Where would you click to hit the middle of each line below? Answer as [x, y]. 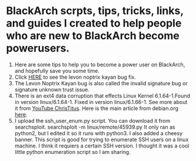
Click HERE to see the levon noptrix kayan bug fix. [75, 77]
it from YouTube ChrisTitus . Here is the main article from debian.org [96, 108]
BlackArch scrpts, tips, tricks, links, [95, 11]
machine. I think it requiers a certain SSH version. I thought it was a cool [102, 146]
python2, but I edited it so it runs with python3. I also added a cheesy [99, 133]
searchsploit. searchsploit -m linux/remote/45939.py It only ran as [95, 127]
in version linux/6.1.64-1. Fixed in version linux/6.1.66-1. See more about [101, 102]
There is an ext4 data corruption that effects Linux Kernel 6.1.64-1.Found [102, 96]
